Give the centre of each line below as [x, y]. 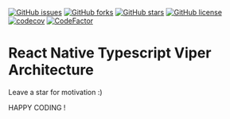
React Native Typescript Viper [110, 53]
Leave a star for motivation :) [55, 92]
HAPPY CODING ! [37, 107]
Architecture [51, 70]
